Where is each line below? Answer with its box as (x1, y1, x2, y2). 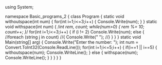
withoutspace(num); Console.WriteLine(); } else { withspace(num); (5, 49, 139, 55)
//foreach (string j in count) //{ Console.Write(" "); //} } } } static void (5, 34, 141, 40)
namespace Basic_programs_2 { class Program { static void (5, 14, 125, 19)
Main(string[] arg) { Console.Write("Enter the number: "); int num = (5, 39, 139, 45)
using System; (5, 4, 34, 10)
